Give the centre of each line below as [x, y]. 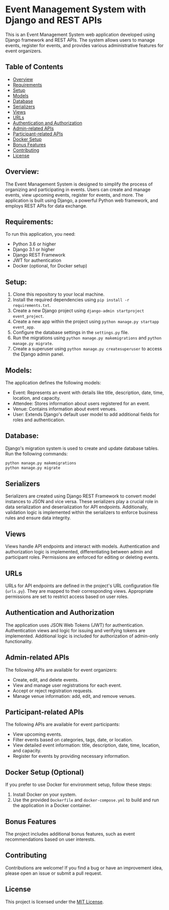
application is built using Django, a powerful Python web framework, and [82, 200]
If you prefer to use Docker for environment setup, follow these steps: [79, 784]
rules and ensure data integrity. [38, 518]
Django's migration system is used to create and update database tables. [82, 448]
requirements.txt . [32, 305]
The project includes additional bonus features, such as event [70, 834]
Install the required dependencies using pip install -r [71, 300]
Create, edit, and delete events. [46, 679]
